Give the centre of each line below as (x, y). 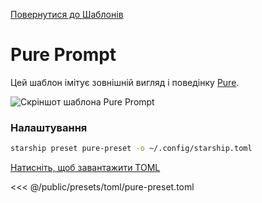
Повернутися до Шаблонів (67, 14)
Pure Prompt (63, 55)
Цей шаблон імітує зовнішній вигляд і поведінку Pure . (125, 82)
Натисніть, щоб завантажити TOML (85, 168)
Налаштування (49, 127)
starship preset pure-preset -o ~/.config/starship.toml (131, 149)
